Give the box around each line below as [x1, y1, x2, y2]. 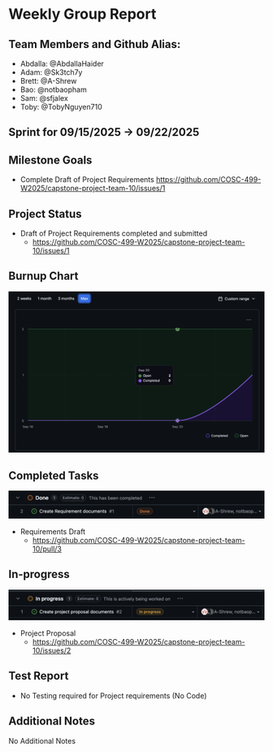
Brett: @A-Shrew [19, 76, 77, 85]
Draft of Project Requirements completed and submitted [19, 228, 208, 238]
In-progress [8, 567, 71, 581]
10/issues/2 [32, 646, 71, 655]
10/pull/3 [32, 544, 63, 554]
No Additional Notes [8, 736, 76, 745]
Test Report [8, 669, 69, 683]
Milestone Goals [8, 153, 93, 167]
